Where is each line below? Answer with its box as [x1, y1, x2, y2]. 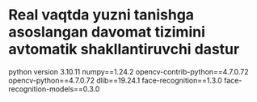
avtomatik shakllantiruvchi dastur [8, 40, 240, 58]
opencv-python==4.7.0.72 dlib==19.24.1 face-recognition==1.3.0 [8, 75, 222, 85]
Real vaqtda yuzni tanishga [8, 6, 195, 24]
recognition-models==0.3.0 [8, 83, 100, 94]
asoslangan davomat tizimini [8, 23, 206, 41]
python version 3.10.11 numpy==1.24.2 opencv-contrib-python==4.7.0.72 [8, 66, 249, 76]
